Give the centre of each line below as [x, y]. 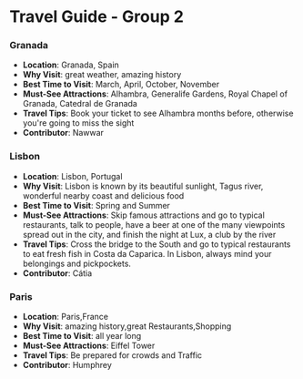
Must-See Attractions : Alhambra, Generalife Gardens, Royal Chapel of [155, 94]
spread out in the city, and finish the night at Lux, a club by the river [149, 234]
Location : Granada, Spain [71, 65]
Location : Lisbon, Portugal [72, 176]
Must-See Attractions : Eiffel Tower [89, 346]
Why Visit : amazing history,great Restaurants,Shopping [127, 326]
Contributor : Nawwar [63, 133]
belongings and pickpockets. [77, 263]
